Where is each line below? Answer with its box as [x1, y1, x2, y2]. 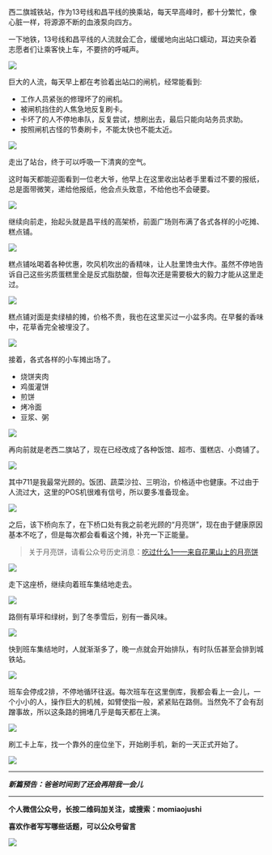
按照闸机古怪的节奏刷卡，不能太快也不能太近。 [19, 125, 176, 134]
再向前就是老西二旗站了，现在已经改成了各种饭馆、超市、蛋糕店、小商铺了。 [8, 445, 264, 454]
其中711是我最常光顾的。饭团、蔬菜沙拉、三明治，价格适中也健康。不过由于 [8, 477, 260, 486]
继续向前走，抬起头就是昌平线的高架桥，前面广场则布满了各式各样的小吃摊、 [8, 217, 264, 226]
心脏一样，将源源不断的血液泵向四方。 [8, 17, 136, 27]
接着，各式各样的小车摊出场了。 [8, 355, 115, 364]
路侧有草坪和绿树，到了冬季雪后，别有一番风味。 [8, 612, 172, 622]
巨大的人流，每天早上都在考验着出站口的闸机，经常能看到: [8, 77, 202, 87]
